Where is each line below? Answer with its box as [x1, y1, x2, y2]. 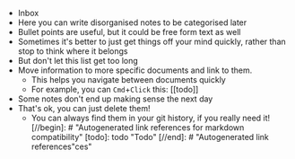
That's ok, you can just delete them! [17, 103, 151, 113]
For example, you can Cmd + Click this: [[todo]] [30, 84, 199, 94]
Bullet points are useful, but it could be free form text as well [17, 27, 241, 37]
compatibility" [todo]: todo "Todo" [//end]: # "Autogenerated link [30, 132, 269, 142]
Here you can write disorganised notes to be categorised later [17, 17, 247, 28]
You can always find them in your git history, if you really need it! [30, 112, 271, 123]
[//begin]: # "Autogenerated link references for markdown [30, 122, 245, 133]
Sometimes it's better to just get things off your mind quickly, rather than [17, 36, 287, 47]
